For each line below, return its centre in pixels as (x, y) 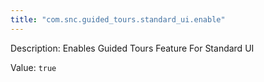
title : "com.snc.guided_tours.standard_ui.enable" (118, 19)
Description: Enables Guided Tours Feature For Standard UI (132, 48)
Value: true (33, 67)
